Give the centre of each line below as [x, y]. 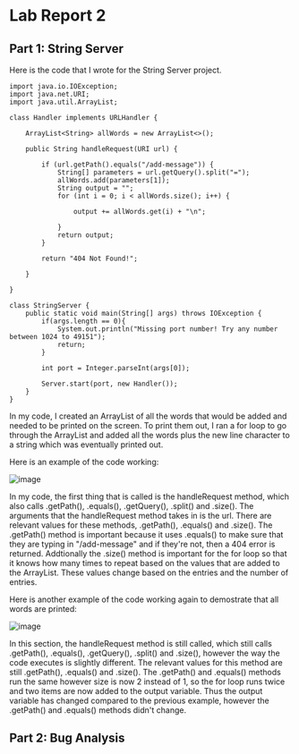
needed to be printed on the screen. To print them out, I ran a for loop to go [148, 425]
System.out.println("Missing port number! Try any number [167, 329]
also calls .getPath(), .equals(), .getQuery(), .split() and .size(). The [132, 506]
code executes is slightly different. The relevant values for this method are [146, 662]
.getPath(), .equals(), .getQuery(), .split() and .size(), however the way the [145, 653]
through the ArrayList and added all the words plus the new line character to [150, 435]
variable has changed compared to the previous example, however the [140, 700]
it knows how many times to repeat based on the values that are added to [145, 563]
